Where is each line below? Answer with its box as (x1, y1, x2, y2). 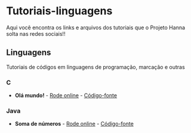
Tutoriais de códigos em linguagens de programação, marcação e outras (6, 63, 185, 70)
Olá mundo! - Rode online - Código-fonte (14, 92, 118, 99)
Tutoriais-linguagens (6, 4, 113, 18)
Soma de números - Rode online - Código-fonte (14, 120, 134, 128)
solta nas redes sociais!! (6, 30, 66, 37)
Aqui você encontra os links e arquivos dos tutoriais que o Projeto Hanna (6, 24, 186, 31)
